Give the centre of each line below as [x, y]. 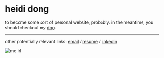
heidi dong [27, 9]
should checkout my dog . [31, 27]
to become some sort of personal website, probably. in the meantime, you [79, 22]
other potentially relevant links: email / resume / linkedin [61, 41]
